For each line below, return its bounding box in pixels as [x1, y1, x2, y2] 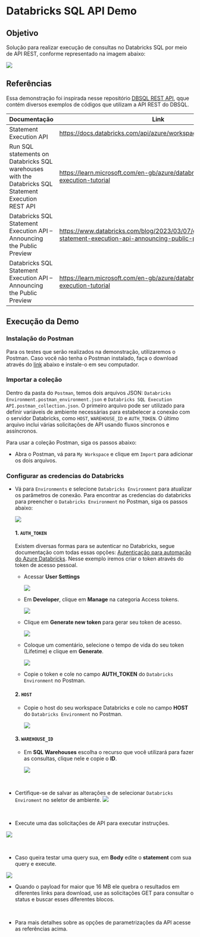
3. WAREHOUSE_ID [14, 735, 54, 742]
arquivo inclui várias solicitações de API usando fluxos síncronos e [6, 421, 170, 428]
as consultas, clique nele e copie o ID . [23, 755, 117, 762]
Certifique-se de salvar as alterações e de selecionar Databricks [14, 789, 174, 796]
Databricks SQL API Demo [6, 4, 137, 18]
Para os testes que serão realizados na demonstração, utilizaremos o [6, 348, 176, 355]
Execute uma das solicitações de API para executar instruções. [14, 819, 170, 826]
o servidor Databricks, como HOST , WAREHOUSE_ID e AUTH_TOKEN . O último [6, 414, 179, 422]
